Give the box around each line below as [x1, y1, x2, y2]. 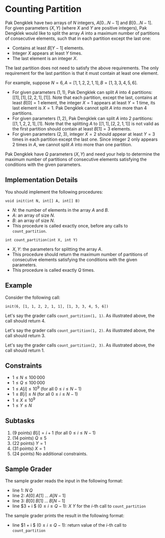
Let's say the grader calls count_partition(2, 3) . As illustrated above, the [5, 342, 155, 348]
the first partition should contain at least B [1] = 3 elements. [12, 126, 132, 131]
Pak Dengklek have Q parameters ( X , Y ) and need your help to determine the [5, 151, 160, 157]
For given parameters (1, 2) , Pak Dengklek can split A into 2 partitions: [12, 115, 153, 121]
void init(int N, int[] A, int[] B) [5, 198, 80, 203]
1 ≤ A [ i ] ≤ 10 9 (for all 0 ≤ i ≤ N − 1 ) [12, 385, 82, 392]
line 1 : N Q [12, 487, 33, 493]
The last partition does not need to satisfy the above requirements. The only [5, 65, 159, 71]
